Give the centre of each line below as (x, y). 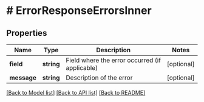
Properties (27, 33)
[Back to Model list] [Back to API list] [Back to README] (76, 93)
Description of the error (99, 78)
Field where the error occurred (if (114, 60)
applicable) (82, 68)
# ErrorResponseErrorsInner (79, 11)
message (23, 78)
